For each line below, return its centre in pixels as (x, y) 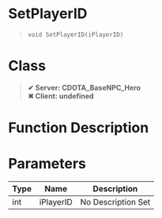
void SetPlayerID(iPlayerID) (75, 35)
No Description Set (115, 202)
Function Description (79, 128)
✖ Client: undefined (60, 96)
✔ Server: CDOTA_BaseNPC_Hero (84, 87)
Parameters (47, 164)
